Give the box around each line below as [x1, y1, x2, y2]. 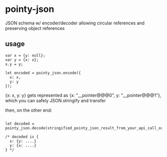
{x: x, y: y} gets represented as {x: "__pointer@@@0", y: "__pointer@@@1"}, [5, 92, 162, 98]
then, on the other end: [5, 107, 52, 113]
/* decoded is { [5, 134, 39, 139]
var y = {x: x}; [5, 57, 39, 62]
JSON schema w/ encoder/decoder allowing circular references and [5, 20, 145, 26]
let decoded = [5, 121, 35, 126]
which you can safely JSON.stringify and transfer [5, 97, 106, 103]
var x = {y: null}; [5, 53, 46, 58]
